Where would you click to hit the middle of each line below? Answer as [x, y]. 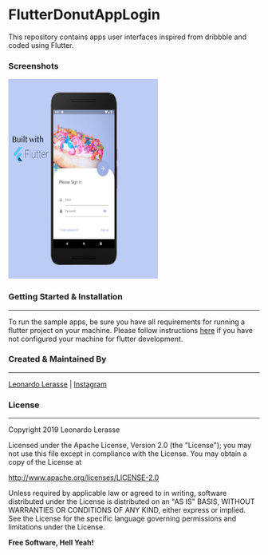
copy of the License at [45, 462]
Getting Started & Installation [66, 297]
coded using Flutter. [41, 45]
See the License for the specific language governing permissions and [122, 519]
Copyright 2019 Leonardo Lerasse [64, 430]
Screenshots [33, 65]
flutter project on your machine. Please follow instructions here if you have [131, 330]
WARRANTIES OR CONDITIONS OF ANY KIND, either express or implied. [127, 510]
